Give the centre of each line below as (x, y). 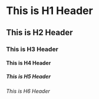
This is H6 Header (28, 91)
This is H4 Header (29, 63)
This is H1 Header (49, 11)
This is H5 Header (29, 76)
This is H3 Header (32, 49)
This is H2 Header (39, 33)
